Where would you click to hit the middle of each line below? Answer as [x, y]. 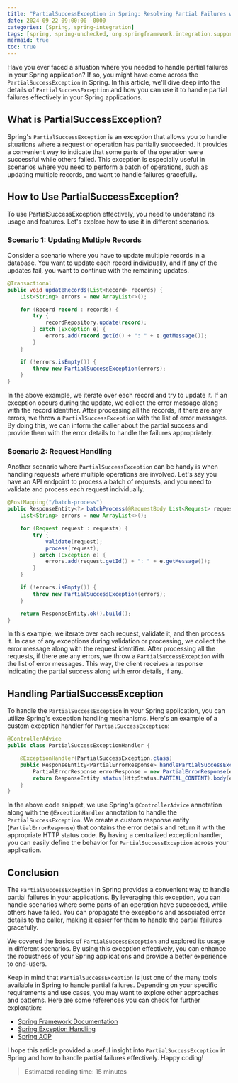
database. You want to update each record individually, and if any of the [112, 263]
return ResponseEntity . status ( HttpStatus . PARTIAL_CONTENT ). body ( [131, 778]
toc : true [22, 47]
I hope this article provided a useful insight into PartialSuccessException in [117, 1050]
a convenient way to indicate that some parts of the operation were [105, 152]
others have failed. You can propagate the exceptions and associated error [116, 913]
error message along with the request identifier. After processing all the [112, 649]
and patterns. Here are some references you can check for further [104, 1000]
